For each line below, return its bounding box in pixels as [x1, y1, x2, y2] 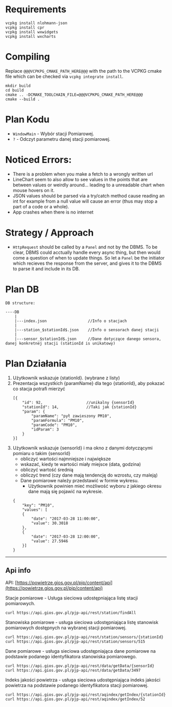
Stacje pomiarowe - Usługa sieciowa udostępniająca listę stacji [5, 595, 138, 601]
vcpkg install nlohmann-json [5, 20, 68, 26]
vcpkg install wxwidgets [5, 29, 58, 34]
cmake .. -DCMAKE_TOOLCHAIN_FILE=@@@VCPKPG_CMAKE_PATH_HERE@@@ [5, 92, 143, 97]
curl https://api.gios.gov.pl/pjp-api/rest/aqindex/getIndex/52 [5, 697, 145, 702]
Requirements [5, 4, 67, 15]
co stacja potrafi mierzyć [12, 385, 66, 392]
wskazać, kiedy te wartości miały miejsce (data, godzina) [20, 461, 141, 467]
